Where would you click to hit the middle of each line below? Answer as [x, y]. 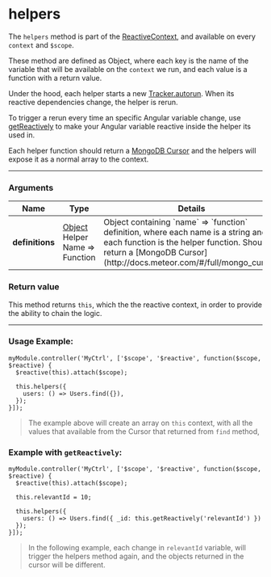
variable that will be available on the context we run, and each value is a [128, 69]
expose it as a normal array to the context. [79, 159]
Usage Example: [41, 342]
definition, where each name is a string [177, 233]
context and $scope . [41, 44]
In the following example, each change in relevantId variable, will [137, 548]
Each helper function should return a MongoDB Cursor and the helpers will [132, 150]
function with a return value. [55, 78]
